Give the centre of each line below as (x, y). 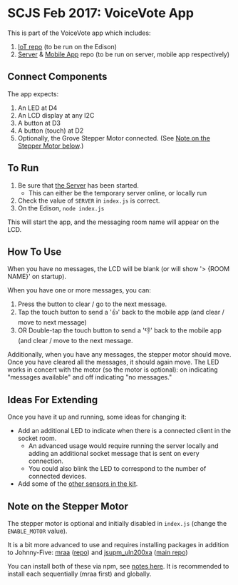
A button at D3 (39, 123)
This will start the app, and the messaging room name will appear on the (113, 222)
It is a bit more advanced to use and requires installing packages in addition (118, 545)
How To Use (35, 251)
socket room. (37, 438)
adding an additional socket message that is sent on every (114, 454)
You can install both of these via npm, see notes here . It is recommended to (118, 566)
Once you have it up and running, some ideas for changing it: (97, 417)
